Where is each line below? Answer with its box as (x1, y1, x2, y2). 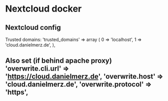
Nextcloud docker (5, 3, 82, 15)
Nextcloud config (5, 23, 62, 32)
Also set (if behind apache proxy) (5, 57, 112, 65)
